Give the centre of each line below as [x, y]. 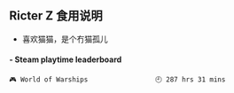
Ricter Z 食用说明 [56, 16]
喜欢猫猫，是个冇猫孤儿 [65, 39]
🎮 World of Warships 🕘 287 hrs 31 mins [117, 80]
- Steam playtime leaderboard [66, 59]
